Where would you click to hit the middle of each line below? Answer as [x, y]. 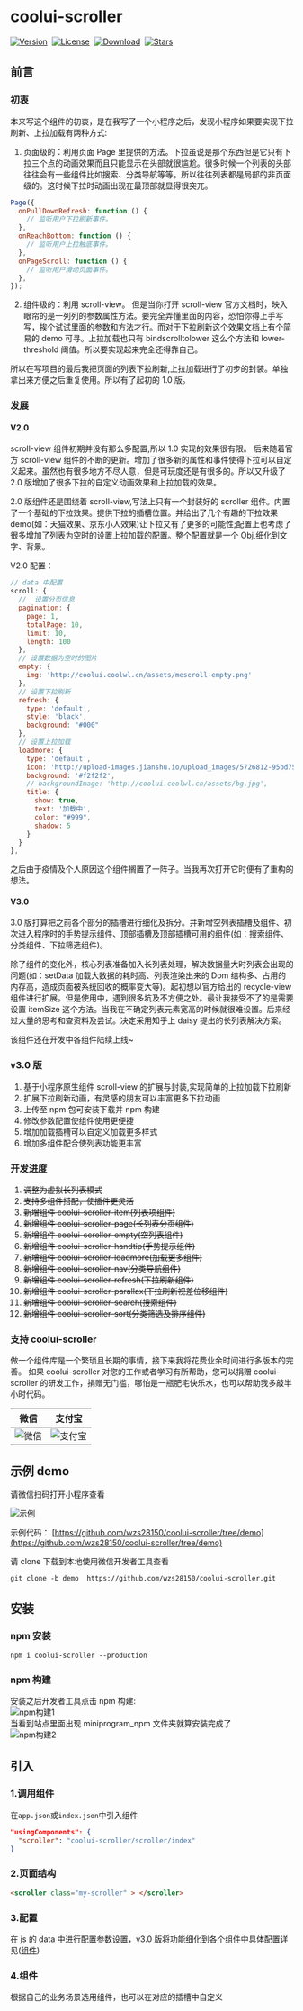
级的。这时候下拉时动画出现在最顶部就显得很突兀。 [118, 186]
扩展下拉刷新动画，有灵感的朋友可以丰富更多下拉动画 [122, 1098]
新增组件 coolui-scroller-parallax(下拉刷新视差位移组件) [125, 1291]
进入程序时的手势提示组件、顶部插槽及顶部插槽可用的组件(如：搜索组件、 [153, 934]
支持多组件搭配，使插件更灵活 [78, 1201]
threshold [41, 349]
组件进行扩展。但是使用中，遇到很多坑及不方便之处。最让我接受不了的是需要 [152, 998]
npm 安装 [31, 1636]
